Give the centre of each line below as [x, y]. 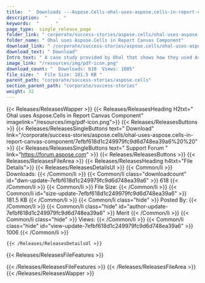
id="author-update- [143, 206]
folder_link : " [26, 35]
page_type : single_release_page [49, 29]
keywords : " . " [33, 23]
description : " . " [37, 18]
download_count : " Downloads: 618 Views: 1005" [71, 69]
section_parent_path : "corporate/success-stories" [72, 86]
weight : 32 [20, 92]
